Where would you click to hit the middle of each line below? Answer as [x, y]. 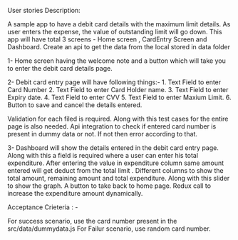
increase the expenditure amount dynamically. [75, 193]
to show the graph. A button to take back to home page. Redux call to [109, 186]
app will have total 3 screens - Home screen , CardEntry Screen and [107, 39]
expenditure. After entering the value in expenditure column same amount [116, 163]
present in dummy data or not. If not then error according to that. [103, 134]
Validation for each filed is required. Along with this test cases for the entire [118, 119]
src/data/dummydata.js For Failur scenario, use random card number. [109, 229]
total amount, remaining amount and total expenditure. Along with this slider [119, 178]
